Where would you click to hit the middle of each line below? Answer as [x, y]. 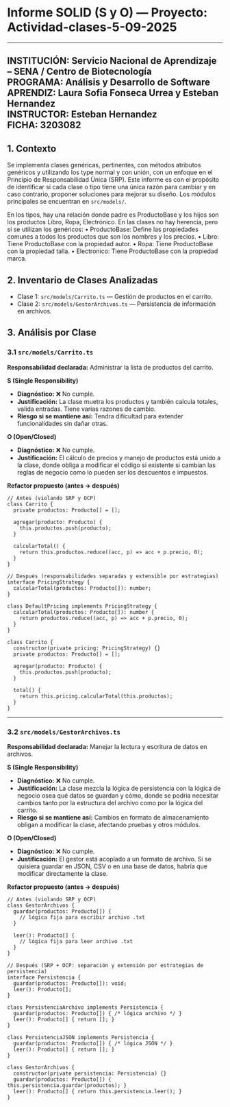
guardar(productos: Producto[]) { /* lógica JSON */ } [93, 1043]
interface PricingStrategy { [49, 582]
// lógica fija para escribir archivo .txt [82, 917]
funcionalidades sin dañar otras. [62, 423]
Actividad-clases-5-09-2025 [92, 27]
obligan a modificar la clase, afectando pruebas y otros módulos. [108, 824]
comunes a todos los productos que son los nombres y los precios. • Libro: [113, 237]
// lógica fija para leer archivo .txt [76, 941]
